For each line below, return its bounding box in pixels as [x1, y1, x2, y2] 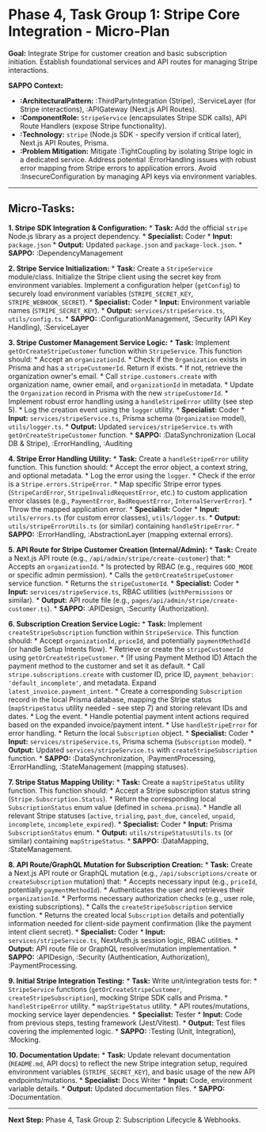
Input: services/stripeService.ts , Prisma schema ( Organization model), [8, 413, 247, 422]
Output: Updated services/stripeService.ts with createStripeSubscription [8, 745, 257, 755]
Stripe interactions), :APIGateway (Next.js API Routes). [19, 104, 197, 114]
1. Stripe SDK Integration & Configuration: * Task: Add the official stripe [8, 223, 248, 233]
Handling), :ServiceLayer [8, 322, 89, 331]
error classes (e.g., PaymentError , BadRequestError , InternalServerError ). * [8, 496, 253, 505]
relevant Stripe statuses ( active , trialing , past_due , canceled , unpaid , [8, 811, 236, 820]
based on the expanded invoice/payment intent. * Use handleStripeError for [8, 720, 258, 729]
